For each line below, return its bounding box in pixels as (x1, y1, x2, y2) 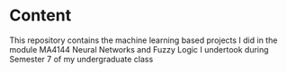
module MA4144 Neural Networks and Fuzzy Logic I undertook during (9, 44, 269, 54)
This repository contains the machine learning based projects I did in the (9, 35, 278, 45)
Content (9, 5, 72, 26)
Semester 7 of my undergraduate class (9, 53, 154, 64)
